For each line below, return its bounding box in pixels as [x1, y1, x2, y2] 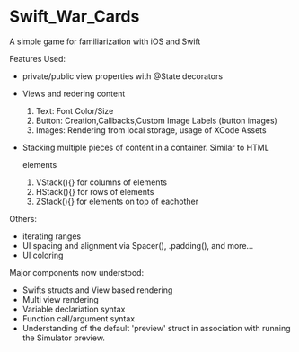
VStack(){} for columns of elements [35, 177, 168, 188]
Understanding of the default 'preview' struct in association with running [22, 322, 291, 333]
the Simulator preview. [22, 332, 106, 343]
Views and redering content [22, 88, 126, 99]
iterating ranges [22, 231, 82, 242]
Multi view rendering [22, 294, 99, 304]
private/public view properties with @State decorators [22, 70, 223, 82]
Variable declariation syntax [22, 304, 126, 314]
